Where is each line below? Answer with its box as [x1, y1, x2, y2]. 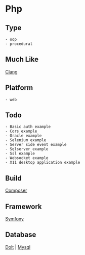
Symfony [5, 216, 24, 222]
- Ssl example [5, 151, 35, 156]
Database [5, 231, 36, 239]
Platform [5, 84, 33, 92]
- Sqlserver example [5, 146, 49, 152]
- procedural [5, 41, 33, 46]
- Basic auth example [5, 124, 51, 130]
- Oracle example [5, 133, 42, 138]
